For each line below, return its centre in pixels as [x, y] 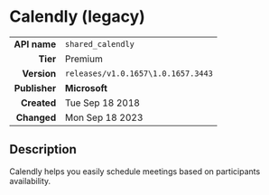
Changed [36, 117]
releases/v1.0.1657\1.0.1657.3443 [139, 73]
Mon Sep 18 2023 [104, 117]
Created [39, 103]
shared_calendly [100, 44]
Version [39, 73]
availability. [30, 181]
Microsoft [86, 88]
